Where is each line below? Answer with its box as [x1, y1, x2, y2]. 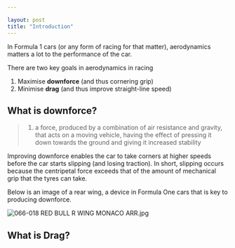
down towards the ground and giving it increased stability [34, 138, 201, 147]
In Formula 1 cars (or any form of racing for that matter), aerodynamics [7, 42, 211, 51]
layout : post [7, 16, 46, 23]
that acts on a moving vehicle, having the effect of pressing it [34, 131, 212, 139]
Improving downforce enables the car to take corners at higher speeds [7, 152, 212, 160]
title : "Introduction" [7, 22, 74, 30]
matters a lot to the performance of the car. [7, 50, 133, 58]
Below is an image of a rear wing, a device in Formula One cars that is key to [7, 188, 228, 197]
